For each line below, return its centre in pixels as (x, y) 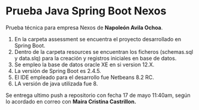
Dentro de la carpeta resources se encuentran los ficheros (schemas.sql (103, 51)
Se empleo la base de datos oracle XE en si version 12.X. (84, 65)
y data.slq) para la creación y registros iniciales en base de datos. (95, 58)
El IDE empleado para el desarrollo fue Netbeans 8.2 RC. (84, 77)
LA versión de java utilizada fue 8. (56, 83)
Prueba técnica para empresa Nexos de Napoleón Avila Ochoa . (84, 27)
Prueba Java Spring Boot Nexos (86, 11)
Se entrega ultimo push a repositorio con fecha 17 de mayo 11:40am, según (98, 95)
